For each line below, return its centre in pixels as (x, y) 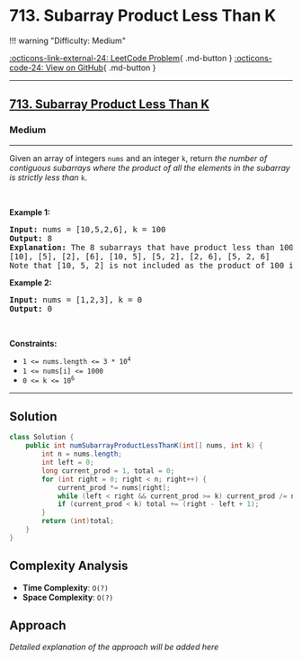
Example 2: (31, 282)
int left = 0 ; (68, 463)
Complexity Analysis (69, 566)
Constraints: (33, 343)
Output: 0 (31, 308)
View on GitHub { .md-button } (101, 68)
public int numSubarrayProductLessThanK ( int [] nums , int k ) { (144, 446)
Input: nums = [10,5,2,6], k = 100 (88, 229)
